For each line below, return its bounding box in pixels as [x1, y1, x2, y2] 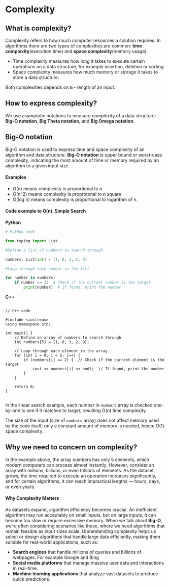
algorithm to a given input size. [5, 162, 70, 169]
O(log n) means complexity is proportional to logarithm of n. [12, 196, 138, 202]
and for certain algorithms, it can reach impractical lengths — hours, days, [5, 478, 161, 484]
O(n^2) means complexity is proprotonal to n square [12, 191, 122, 197]
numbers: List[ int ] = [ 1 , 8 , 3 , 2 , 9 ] [5, 257, 87, 262]
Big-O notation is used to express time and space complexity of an [5, 146, 145, 152]
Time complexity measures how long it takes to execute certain [12, 58, 145, 64]
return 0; [14, 384, 36, 390]
